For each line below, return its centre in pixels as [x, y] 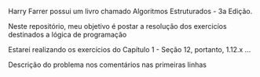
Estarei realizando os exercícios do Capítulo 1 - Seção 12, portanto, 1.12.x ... [130, 49]
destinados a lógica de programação [68, 35]
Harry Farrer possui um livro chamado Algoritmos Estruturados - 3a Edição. [130, 11]
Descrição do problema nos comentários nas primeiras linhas [107, 65]
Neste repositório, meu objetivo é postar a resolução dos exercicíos [117, 26]
